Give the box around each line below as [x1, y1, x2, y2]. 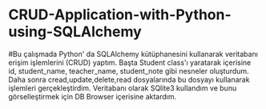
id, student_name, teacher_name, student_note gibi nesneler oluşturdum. [8, 66, 250, 75]
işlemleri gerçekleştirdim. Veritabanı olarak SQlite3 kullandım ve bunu [8, 83, 237, 93]
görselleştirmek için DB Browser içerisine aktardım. [8, 91, 177, 101]
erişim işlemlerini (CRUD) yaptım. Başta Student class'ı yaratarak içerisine [8, 58, 252, 67]
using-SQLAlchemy [8, 22, 142, 41]
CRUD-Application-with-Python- [8, 6, 232, 24]
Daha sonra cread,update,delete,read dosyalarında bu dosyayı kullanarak [8, 75, 250, 84]
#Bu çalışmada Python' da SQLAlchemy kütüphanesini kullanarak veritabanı [8, 49, 259, 59]
